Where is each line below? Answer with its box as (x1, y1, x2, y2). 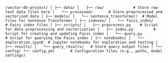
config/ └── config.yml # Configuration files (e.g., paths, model (5, 49, 163, 54)
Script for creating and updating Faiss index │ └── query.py (5, 31, 142, 36)
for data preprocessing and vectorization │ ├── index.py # (5, 27, 156, 32)
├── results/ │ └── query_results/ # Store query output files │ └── (5, 44, 163, 49)
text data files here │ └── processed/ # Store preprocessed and (5, 9, 163, 14)
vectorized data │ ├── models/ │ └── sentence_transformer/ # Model (5, 14, 158, 19)
